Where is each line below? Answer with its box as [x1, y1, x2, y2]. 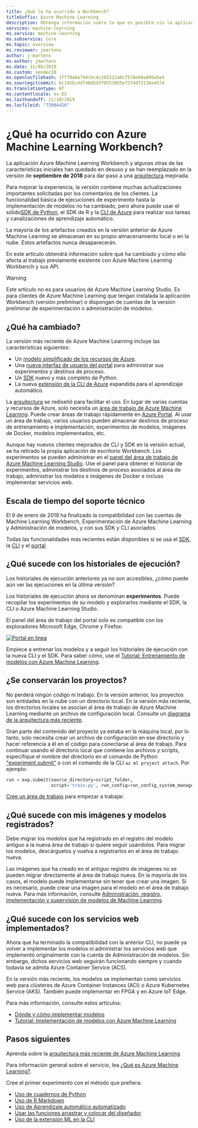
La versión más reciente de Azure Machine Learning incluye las [6, 338, 160, 345]
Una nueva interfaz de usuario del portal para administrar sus [14, 362, 164, 369]
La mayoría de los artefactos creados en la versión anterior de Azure [6, 226, 173, 234]
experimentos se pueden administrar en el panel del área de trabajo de [6, 453, 179, 461]
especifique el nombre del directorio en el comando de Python [6, 753, 158, 760]
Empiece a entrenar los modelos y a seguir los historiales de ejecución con [6, 646, 188, 653]
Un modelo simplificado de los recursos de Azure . [14, 355, 137, 362]
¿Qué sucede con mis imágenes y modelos [6, 810, 167, 820]
